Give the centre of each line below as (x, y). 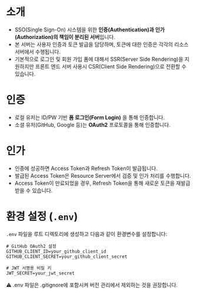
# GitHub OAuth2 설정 (31, 246)
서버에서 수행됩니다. (37, 51)
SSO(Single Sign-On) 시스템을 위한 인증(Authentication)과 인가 (90, 30)
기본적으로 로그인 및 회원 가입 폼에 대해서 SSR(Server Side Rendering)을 (99, 59)
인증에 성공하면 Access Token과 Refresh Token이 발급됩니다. (86, 168)
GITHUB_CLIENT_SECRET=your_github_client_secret (67, 257)
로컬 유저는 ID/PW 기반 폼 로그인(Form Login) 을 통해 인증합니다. (90, 117)
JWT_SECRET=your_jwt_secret (41, 273)
